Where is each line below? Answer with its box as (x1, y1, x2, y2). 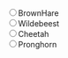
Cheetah (18, 29, 49, 39)
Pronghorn (18, 40, 57, 49)
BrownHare (18, 8, 59, 18)
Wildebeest (18, 18, 60, 28)
